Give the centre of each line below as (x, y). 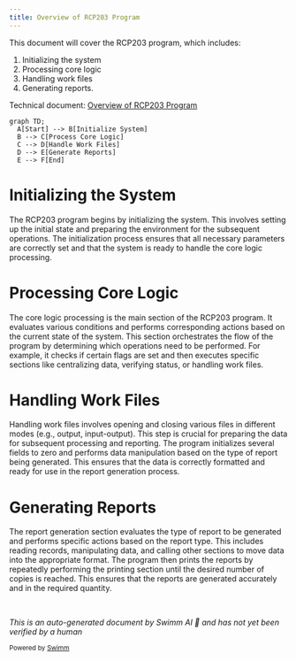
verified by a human (46, 632)
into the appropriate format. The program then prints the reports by (131, 560)
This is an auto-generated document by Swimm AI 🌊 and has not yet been (144, 623)
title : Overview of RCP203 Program (75, 17)
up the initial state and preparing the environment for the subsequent (135, 229)
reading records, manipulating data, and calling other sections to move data (147, 550)
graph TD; (27, 121)
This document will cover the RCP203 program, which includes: (125, 42)
